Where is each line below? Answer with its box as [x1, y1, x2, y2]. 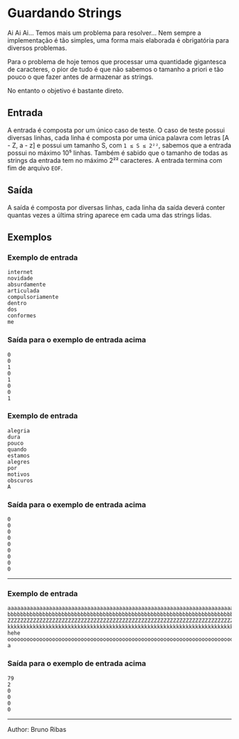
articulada [7, 287, 40, 294]
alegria [7, 427, 31, 435]
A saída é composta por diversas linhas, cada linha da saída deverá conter [7, 203, 225, 211]
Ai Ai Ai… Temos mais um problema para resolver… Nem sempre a [7, 28, 201, 37]
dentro [7, 300, 27, 307]
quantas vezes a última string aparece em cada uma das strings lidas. [7, 211, 212, 219]
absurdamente [7, 281, 46, 289]
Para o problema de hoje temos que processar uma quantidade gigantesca [7, 57, 226, 65]
